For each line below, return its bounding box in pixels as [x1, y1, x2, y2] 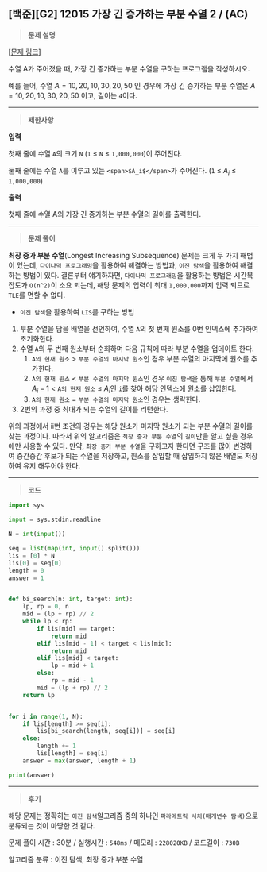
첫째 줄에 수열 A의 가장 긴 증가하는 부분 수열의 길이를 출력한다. [8, 209, 201, 218]
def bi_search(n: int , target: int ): [8, 595, 133, 604]
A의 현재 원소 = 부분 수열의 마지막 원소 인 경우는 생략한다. [31, 395, 201, 404]
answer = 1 [8, 574, 44, 582]
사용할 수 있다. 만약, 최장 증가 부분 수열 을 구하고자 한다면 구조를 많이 [22, 442, 232, 451]
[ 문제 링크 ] [8, 47, 41, 56]
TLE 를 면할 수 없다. [8, 290, 66, 299]
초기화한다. [19, 334, 55, 343]
